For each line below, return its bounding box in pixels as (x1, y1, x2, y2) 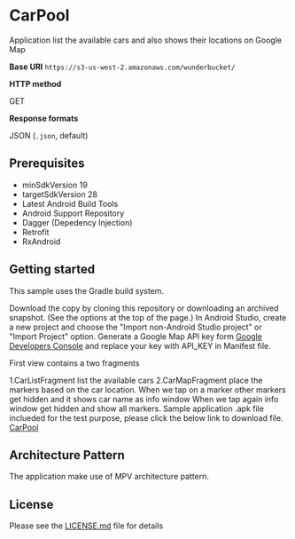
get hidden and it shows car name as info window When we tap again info (9, 393, 279, 404)
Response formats (9, 113, 79, 123)
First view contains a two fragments (9, 357, 140, 369)
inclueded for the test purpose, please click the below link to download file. (9, 412, 283, 423)
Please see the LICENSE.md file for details (9, 520, 164, 531)
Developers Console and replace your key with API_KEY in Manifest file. (9, 340, 272, 351)
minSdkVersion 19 (21, 179, 89, 190)
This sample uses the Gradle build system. (9, 285, 165, 296)
